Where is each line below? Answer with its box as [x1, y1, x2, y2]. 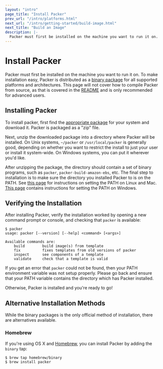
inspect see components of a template [14, 252, 104, 257]
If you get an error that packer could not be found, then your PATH [5, 265, 138, 271]
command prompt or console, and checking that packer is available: [5, 217, 141, 223]
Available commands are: [5, 240, 56, 245]
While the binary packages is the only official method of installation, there [5, 312, 153, 318]
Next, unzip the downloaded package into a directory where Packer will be [5, 134, 155, 140]
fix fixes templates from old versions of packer [14, 248, 137, 253]
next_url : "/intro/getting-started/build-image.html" [5, 20, 117, 26]
